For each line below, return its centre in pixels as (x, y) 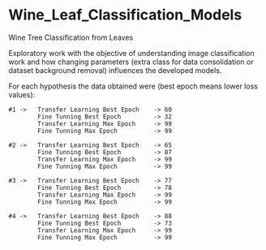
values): (22, 94)
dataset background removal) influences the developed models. (115, 70)
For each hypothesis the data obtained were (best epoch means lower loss (133, 86)
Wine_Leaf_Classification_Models (125, 15)
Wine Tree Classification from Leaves (71, 37)
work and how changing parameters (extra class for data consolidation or (131, 62)
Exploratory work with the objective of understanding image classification (131, 53)
